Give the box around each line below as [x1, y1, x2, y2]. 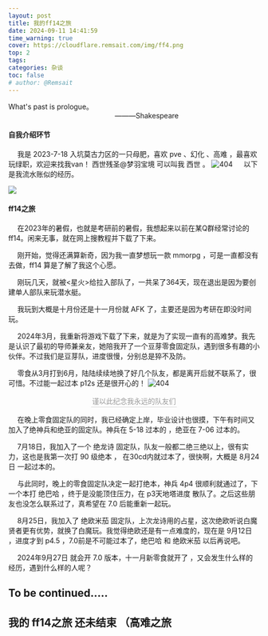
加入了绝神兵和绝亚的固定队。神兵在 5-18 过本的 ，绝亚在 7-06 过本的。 [8, 425, 245, 434]
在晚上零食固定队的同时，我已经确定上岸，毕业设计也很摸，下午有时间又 [17, 414, 255, 424]
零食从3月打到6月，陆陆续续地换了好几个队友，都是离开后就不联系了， [17, 368, 250, 378]
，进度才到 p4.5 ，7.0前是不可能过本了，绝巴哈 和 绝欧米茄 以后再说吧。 [8, 535, 245, 545]
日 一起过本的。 [8, 462, 60, 471]
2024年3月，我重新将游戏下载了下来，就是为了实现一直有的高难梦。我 [17, 331, 249, 341]
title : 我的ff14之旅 [8, 19, 72, 27]
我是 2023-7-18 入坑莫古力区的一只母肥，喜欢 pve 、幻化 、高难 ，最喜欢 [17, 149, 258, 158]
